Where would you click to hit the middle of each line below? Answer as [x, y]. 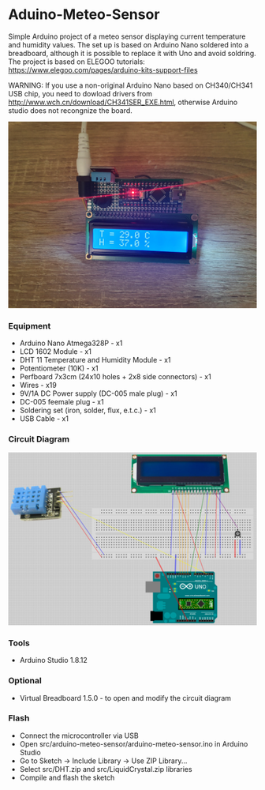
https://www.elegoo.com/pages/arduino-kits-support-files [103, 70]
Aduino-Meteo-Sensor [84, 15]
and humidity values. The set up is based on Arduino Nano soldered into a [129, 44]
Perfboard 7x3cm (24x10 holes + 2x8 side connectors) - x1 [115, 377]
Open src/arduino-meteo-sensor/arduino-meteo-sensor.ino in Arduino [134, 743]
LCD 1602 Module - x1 [56, 352]
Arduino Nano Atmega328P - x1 [71, 343]
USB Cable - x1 [44, 419]
